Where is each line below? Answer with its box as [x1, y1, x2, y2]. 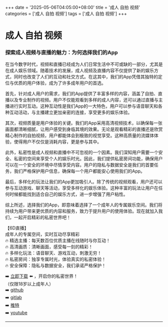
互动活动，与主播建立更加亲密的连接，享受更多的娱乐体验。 [9, 109, 132, 115]
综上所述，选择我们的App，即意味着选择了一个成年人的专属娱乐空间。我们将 [5, 202, 162, 208]
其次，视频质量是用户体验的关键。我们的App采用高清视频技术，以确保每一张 [5, 120, 162, 126]
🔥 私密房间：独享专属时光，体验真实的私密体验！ [5, 256, 106, 262]
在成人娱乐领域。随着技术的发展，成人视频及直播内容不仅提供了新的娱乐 [5, 67, 154, 73]
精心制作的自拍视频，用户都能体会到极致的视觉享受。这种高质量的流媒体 [5, 132, 154, 138]
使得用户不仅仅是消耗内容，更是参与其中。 [13, 139, 101, 145]
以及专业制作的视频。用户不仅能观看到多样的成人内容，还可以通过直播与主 [9, 97, 163, 103]
